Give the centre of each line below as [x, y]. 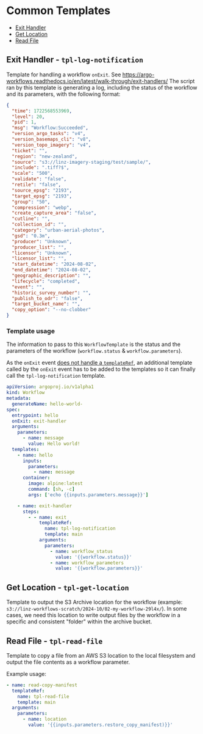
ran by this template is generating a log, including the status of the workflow [102, 87]
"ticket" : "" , [30, 150]
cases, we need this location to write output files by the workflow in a [94, 615]
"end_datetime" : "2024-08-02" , [52, 270]
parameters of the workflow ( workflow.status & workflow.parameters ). [94, 351]
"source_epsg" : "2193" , [42, 190]
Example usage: [27, 673]
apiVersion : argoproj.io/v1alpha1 [50, 387]
